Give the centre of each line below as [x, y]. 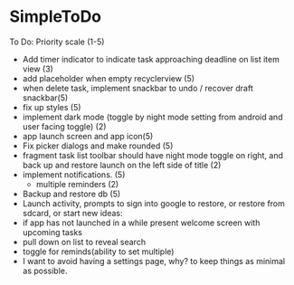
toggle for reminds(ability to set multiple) [98, 252]
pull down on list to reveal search [84, 242]
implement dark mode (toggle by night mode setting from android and [152, 117]
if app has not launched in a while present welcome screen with [141, 223]
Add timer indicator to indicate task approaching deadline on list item [151, 59]
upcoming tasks [52, 232]
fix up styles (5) [52, 107]
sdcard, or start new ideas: [72, 213]
